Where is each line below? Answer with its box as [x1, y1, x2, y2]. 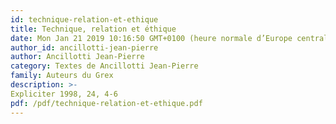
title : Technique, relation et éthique [10, 24, 177, 34]
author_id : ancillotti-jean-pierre [10, 42, 159, 53]
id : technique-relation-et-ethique [10, 14, 159, 25]
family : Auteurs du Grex [10, 71, 114, 81]
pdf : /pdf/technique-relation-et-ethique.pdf [10, 98, 203, 108]
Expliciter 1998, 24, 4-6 [10, 89, 118, 99]
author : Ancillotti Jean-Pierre [10, 52, 145, 62]
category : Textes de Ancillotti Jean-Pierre [10, 61, 199, 71]
